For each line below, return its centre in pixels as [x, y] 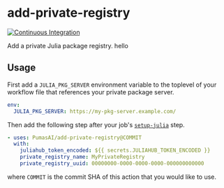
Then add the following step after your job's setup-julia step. [96, 124]
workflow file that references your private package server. [91, 92]
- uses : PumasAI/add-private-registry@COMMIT [74, 138]
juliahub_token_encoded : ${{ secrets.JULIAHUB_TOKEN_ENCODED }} [115, 151]
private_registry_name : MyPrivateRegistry [82, 157]
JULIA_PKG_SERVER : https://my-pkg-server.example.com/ [95, 111]
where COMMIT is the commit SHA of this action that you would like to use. [112, 177]
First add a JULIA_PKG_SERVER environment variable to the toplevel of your [112, 85]
